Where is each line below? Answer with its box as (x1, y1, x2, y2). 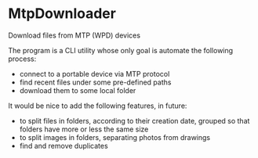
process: (8, 54, 37, 63)
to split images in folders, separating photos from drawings (19, 132, 210, 142)
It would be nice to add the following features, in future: (8, 101, 187, 110)
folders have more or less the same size (19, 124, 149, 134)
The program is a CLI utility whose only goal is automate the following (8, 45, 234, 55)
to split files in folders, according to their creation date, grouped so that (19, 116, 250, 125)
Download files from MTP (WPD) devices (8, 31, 141, 40)
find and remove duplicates (19, 141, 108, 150)
